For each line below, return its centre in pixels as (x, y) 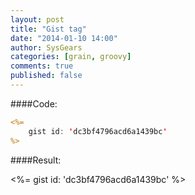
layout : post (37, 19)
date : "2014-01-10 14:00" (64, 38)
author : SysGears (46, 47)
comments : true (42, 66)
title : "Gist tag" (48, 29)
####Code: (34, 103)
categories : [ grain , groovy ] (71, 57)
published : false (46, 76)
